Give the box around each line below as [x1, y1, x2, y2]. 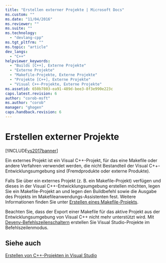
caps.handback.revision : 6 [5, 109, 62, 115]
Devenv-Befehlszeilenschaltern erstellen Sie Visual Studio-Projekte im [5, 219, 150, 225]
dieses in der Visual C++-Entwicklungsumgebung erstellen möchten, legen [5, 183, 160, 189]
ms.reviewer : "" [5, 21, 39, 26]
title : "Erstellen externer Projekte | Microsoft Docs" [5, 7, 124, 12]
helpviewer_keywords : [5, 58, 51, 63]
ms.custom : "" [5, 12, 35, 17]
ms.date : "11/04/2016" [5, 16, 53, 21]
